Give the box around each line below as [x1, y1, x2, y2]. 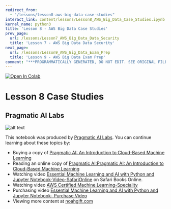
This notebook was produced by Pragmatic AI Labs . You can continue [5, 134, 152, 141]
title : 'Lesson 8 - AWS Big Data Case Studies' [5, 26, 108, 31]
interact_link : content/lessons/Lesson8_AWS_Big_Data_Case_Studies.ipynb [5, 17, 165, 22]
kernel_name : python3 [5, 21, 51, 27]
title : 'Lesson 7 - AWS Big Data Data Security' [10, 41, 115, 46]
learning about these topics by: [5, 140, 70, 146]
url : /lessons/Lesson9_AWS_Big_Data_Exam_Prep [10, 50, 110, 55]
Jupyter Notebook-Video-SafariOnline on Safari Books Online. [12, 177, 143, 183]
